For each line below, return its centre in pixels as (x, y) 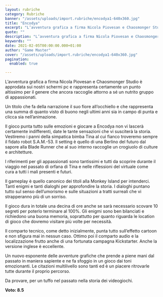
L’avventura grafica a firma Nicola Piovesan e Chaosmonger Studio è (74, 82)
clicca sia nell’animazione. (31, 117)
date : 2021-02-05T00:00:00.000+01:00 (43, 46)
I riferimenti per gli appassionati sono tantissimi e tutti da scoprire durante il (81, 162)
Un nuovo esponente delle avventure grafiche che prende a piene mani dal (80, 256)
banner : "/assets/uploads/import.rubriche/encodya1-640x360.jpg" (72, 18)
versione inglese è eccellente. (35, 247)
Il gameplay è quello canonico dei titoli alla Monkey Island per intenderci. (78, 181)
